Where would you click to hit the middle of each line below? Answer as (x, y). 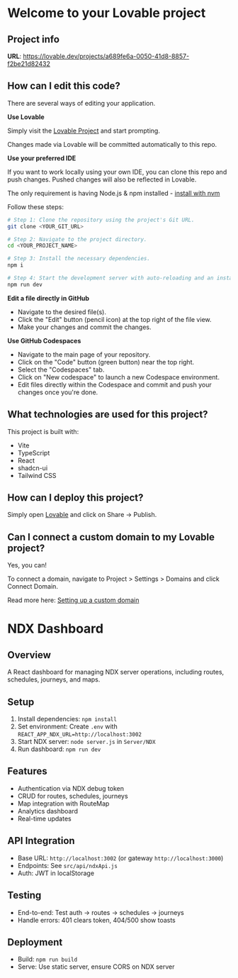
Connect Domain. (33, 587)
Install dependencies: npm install (67, 719)
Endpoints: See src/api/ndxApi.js (68, 865)
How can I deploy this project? (75, 498)
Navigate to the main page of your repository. (84, 354)
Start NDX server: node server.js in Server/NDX (86, 742)
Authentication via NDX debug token (71, 788)
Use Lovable (26, 117)
